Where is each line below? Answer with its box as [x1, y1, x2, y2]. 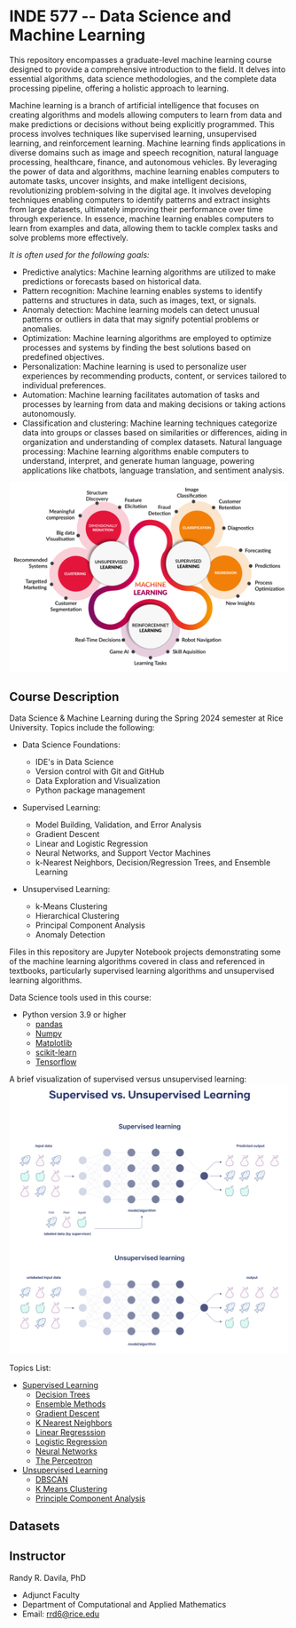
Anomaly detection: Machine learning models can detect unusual [21, 304, 260, 315]
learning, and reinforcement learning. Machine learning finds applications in [9, 138, 286, 148]
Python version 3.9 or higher [21, 1010, 127, 1020]
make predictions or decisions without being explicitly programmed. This [9, 118, 275, 130]
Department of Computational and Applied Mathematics [21, 1599, 227, 1609]
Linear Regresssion [35, 1426, 106, 1437]
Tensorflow [35, 1057, 77, 1067]
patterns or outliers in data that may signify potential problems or [21, 314, 260, 324]
